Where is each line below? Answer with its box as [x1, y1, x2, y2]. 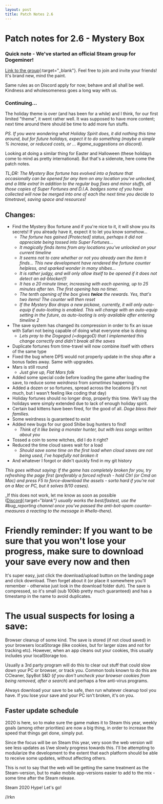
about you [19, 432, 41, 438]
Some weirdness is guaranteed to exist [12, 416, 90, 422]
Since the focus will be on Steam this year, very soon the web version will [5, 739, 153, 745]
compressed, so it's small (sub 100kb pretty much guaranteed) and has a [5, 588, 152, 594]
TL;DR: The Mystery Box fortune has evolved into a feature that [5, 170, 133, 176]
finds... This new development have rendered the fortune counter [19, 260, 151, 266]
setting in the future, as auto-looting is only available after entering [19, 312, 155, 318]
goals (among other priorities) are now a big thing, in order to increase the [5, 725, 154, 731]
